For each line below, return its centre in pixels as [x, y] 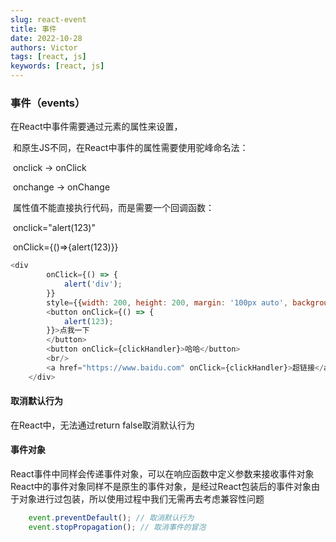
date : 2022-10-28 [46, 38]
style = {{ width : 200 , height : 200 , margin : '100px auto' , [167, 302]
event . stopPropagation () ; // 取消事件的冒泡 [117, 527]
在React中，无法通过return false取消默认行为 [103, 425]
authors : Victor [44, 47]
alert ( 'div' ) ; [93, 284]
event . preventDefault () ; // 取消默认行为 [111, 518]
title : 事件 [33, 29]
